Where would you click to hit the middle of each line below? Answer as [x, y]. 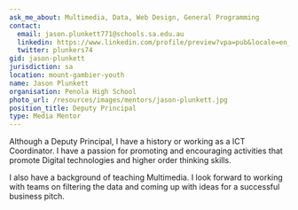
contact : [25, 26]
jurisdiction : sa [41, 67]
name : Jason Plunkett [49, 83]
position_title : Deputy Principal [73, 108]
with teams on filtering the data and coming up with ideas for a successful [145, 187]
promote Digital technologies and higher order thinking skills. [121, 160]
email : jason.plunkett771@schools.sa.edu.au [101, 34]
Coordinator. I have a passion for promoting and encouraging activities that [146, 151]
